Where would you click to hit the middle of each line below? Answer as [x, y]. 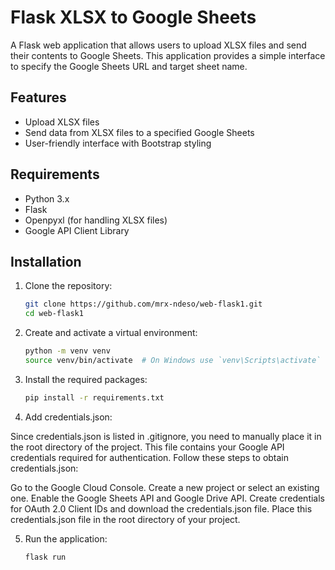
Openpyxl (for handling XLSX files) [96, 220]
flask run [45, 557]
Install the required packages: [86, 379]
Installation [46, 261]
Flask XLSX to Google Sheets [133, 17]
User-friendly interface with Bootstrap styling [118, 143]
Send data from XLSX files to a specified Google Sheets [139, 132]
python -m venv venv [67, 351]
